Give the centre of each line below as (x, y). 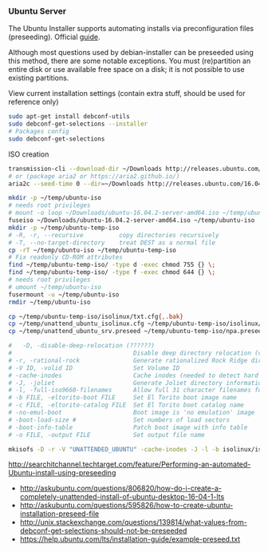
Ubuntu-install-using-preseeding (62, 473)
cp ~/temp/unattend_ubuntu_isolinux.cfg (77, 324)
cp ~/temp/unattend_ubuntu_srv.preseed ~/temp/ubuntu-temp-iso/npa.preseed (137, 332)
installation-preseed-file (59, 514)
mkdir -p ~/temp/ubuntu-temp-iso (64, 228)
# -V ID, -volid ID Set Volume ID (94, 368)
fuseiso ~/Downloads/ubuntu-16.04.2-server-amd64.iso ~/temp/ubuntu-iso (132, 220)
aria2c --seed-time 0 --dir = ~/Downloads (77, 184)
